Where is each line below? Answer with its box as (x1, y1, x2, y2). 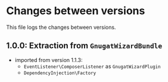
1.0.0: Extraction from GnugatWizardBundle (6, 41, 163, 51)
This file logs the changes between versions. (6, 24, 116, 31)
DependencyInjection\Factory (23, 70, 97, 76)
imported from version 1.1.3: (14, 56, 83, 63)
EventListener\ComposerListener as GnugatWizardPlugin (23, 63, 161, 70)
